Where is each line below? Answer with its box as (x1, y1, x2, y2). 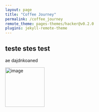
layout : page (5, 7, 32, 12)
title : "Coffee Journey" (5, 12, 56, 17)
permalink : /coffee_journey (5, 16, 63, 21)
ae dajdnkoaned (5, 57, 38, 63)
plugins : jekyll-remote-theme (5, 26, 68, 31)
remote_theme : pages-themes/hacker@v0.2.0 (5, 21, 94, 26)
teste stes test (5, 44, 50, 53)
